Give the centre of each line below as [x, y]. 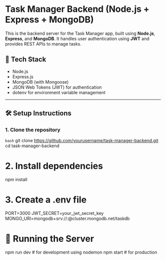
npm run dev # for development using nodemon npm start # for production [81, 252]
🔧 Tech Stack [26, 60]
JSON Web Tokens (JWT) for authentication [57, 87]
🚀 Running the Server [50, 238]
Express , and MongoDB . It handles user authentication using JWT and [77, 39]
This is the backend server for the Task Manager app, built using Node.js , [80, 33]
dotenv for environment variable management [59, 92]
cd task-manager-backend [32, 146]
